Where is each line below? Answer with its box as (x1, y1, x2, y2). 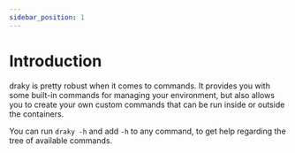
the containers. (9, 108, 64, 119)
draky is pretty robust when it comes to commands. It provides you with (9, 80, 271, 91)
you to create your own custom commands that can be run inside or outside (9, 99, 285, 110)
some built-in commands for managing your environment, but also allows (9, 89, 276, 100)
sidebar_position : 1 (9, 12, 86, 22)
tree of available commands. (9, 134, 113, 146)
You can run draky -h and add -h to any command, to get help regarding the (9, 126, 287, 136)
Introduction (9, 50, 102, 71)
